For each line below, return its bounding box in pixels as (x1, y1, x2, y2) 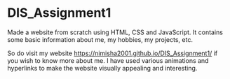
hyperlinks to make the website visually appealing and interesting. (7, 64, 198, 72)
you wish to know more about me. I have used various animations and (7, 56, 209, 64)
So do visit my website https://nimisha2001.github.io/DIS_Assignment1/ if (7, 49, 218, 57)
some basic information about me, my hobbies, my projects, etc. (7, 35, 193, 43)
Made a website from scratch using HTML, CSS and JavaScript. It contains (7, 28, 223, 36)
